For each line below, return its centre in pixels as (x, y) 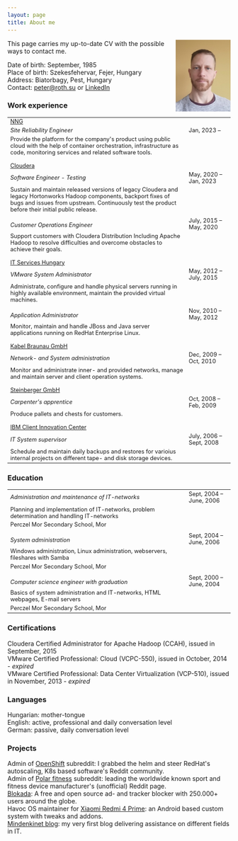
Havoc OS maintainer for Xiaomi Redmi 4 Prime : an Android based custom (115, 809)
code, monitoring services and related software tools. (81, 152)
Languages (27, 699)
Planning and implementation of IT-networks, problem (83, 509)
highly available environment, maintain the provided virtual (88, 293)
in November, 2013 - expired (49, 681)
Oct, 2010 (202, 361)
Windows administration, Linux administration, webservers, (89, 551)
